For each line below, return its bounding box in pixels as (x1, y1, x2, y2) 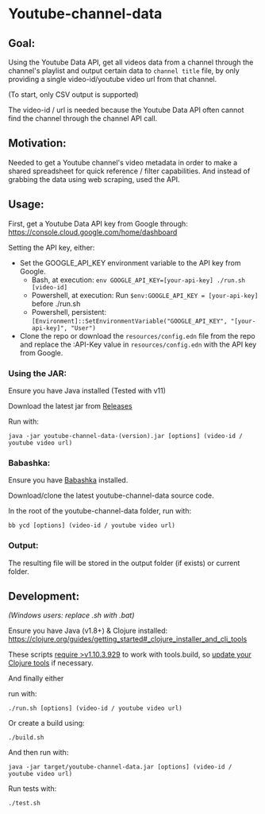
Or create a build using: (8, 719, 85, 728)
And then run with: (8, 748, 69, 758)
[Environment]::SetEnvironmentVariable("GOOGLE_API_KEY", (31, 317, 228, 325)
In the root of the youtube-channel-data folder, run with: (8, 506, 192, 516)
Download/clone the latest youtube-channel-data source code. (8, 490, 214, 501)
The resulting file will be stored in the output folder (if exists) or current (8, 558, 240, 568)
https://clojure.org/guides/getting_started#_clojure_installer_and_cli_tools (8, 634, 248, 644)
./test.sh (8, 800, 41, 808)
